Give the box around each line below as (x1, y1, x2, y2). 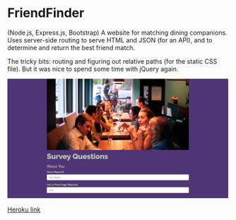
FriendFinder (7, 5, 85, 21)
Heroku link (7, 205, 41, 214)
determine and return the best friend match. (7, 43, 136, 52)
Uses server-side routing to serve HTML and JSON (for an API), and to (7, 35, 213, 44)
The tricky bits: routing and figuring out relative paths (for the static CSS (7, 57, 218, 65)
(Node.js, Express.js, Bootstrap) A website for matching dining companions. (7, 28, 228, 37)
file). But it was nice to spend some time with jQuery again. (7, 64, 179, 73)
